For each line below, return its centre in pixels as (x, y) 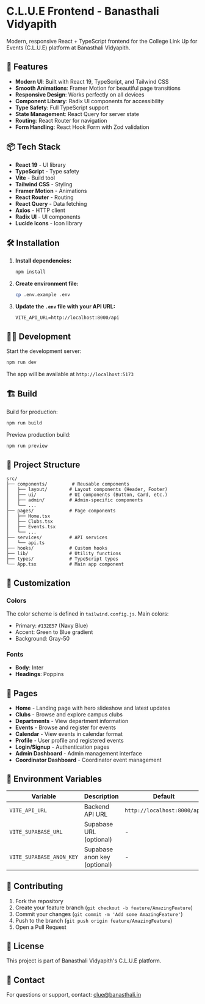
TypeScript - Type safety (47, 171)
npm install (30, 272)
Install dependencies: (43, 261)
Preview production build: (39, 434)
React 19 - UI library (40, 165)
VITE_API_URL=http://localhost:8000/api (67, 318)
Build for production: (32, 412)
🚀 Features (27, 67)
